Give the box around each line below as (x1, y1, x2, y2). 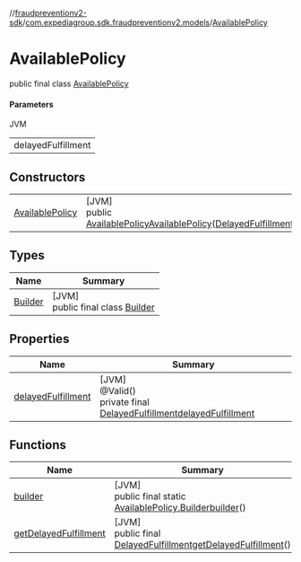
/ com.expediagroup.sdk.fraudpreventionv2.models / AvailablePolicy (21, 17, 269, 28)
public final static (114, 490, 186, 503)
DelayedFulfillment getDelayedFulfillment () (114, 539, 291, 551)
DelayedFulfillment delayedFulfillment (99, 407, 255, 419)
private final (99, 395, 150, 408)
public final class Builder (52, 301, 155, 313)
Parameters (9, 99, 54, 110)
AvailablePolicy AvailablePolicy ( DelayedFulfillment (85, 217, 294, 230)
